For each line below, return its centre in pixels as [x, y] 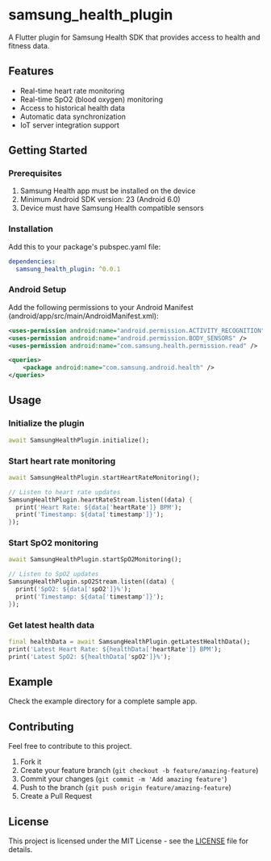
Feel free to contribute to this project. [70, 746]
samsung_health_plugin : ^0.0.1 [68, 269]
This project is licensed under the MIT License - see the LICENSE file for [128, 841]
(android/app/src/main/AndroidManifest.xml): [83, 316]
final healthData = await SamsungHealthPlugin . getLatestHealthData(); [129, 641]
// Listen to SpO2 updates [54, 574]
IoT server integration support [69, 125]
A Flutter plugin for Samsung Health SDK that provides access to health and [134, 37]
